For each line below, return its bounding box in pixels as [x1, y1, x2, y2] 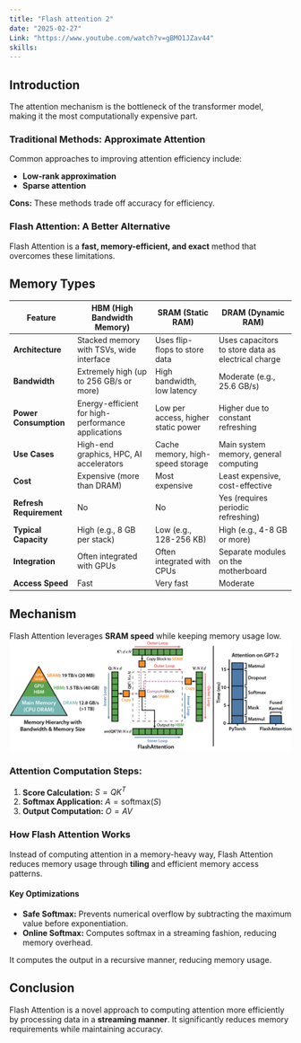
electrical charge [218, 354, 281, 365]
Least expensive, [218, 471, 281, 482]
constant [218, 412, 252, 423]
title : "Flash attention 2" [9, 14, 115, 23]
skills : [9, 43, 39, 52]
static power [155, 422, 202, 433]
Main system [218, 438, 266, 449]
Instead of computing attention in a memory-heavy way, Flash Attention [9, 849, 273, 860]
